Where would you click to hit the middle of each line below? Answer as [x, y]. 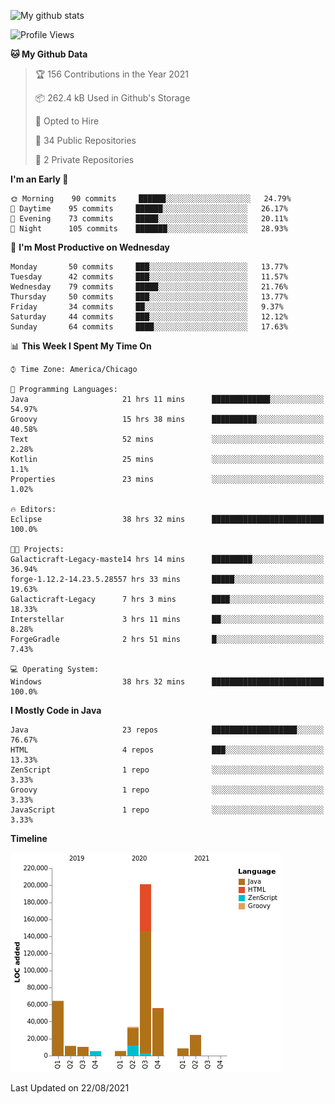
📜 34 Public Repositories [85, 140]
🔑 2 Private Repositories [84, 159]
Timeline [29, 838]
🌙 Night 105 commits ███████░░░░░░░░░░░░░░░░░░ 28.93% [149, 229]
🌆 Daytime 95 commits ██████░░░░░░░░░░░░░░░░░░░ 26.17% [149, 209]
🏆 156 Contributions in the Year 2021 [111, 74]
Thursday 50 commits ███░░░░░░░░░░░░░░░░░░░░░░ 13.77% [149, 297]
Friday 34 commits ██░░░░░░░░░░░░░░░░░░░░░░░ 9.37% [147, 307]
